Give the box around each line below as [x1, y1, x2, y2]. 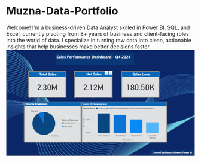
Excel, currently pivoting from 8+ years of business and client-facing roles [6, 30, 190, 37]
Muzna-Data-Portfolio [6, 4, 118, 18]
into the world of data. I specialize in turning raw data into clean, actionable [6, 36, 191, 44]
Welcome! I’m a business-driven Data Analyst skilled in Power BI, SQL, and [6, 24, 190, 31]
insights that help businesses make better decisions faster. [6, 43, 151, 50]
